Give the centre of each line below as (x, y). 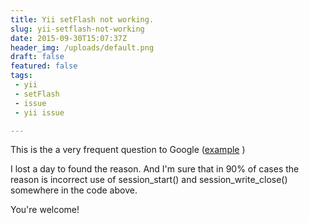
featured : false (44, 66)
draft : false (37, 57)
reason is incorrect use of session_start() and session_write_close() (149, 180)
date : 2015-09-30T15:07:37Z (69, 38)
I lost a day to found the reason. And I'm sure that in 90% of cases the (155, 169)
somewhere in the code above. (74, 190)
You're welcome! (45, 210)
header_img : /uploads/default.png (82, 47)
